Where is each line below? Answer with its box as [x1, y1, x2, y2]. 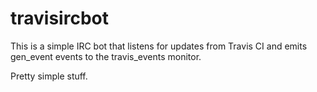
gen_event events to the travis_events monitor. [10, 50, 202, 62]
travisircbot [10, 7, 109, 30]
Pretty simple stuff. [10, 70, 88, 82]
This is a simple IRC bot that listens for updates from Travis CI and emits [10, 40, 308, 52]
